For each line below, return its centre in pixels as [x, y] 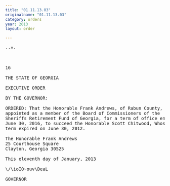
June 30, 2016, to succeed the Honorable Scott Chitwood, [79, 124]
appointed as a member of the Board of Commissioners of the [83, 114]
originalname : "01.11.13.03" [36, 15]
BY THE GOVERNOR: [27, 98]
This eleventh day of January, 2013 [51, 159]
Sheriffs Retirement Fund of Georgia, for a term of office [81, 119]
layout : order [20, 29]
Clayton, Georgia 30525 [35, 149]
